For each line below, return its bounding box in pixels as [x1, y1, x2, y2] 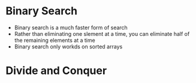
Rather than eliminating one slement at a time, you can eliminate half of [14, 30, 190, 37]
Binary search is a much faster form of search [14, 24, 128, 31]
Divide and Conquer [5, 64, 107, 78]
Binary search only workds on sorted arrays [14, 43, 123, 50]
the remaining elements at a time [14, 36, 95, 44]
